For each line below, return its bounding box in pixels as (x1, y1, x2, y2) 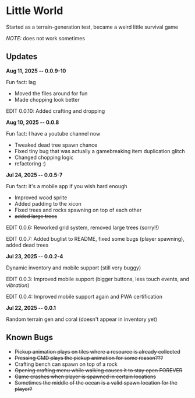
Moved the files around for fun (14, 89, 88, 97)
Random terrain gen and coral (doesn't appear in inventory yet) (6, 316, 158, 323)
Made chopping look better (14, 96, 80, 103)
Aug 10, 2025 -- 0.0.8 (6, 119, 59, 126)
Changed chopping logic (14, 154, 74, 161)
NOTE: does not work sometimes (6, 34, 86, 41)
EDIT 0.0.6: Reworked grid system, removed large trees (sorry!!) (6, 224, 159, 231)
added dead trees (6, 241, 49, 248)
